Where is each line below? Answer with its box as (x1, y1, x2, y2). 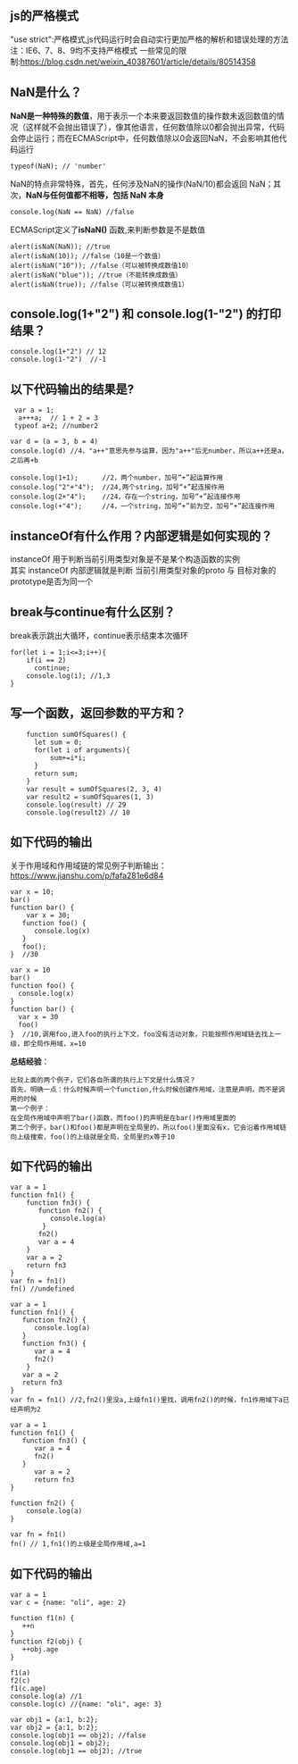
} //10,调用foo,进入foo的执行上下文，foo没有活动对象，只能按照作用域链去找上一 (10, 1030, 282, 1039)
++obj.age (21, 1645, 59, 1654)
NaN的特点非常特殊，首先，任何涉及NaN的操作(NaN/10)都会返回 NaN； (10, 178, 274, 189)
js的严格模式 (10, 8, 79, 24)
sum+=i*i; (49, 753, 87, 762)
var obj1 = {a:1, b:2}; (10, 1716, 99, 1725)
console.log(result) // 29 (26, 800, 127, 809)
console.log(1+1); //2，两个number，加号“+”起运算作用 (10, 473, 224, 482)
